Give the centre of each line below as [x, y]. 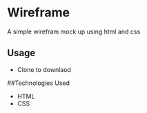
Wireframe [39, 13]
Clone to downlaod [44, 69]
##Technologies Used [39, 83]
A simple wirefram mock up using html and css [74, 32]
